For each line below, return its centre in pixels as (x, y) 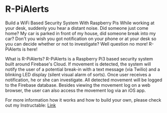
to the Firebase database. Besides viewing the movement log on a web (78, 85)
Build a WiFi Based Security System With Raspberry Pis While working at (80, 23)
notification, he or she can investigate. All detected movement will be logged (84, 80)
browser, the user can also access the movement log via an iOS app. (76, 90)
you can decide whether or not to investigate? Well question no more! (77, 44)
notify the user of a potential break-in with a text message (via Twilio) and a (83, 69)
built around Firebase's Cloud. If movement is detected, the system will (78, 64)
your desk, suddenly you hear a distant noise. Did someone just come (77, 28)
